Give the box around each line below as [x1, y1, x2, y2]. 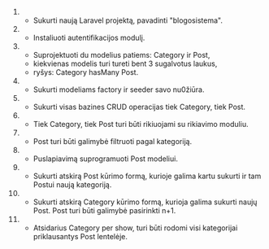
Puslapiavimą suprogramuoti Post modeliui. [33, 154, 178, 164]
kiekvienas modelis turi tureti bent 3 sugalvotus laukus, [33, 59, 218, 68]
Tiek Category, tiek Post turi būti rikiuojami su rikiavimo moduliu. [33, 120, 249, 129]
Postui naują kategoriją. [33, 180, 112, 190]
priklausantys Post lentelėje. [33, 232, 128, 241]
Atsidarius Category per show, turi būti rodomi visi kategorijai [33, 223, 238, 233]
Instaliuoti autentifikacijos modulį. [33, 33, 145, 42]
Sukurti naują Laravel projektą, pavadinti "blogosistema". [33, 15, 223, 25]
